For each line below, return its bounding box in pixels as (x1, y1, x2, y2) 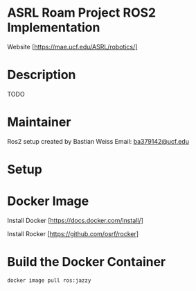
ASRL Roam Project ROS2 (7, 5, 157, 21)
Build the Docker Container (7, 254, 166, 270)
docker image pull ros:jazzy (7, 276, 91, 284)
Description (7, 67, 76, 83)
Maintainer (7, 115, 71, 130)
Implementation (7, 19, 100, 35)
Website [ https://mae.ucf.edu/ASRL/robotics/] (7, 42, 138, 51)
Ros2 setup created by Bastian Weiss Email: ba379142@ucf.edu (7, 137, 189, 145)
